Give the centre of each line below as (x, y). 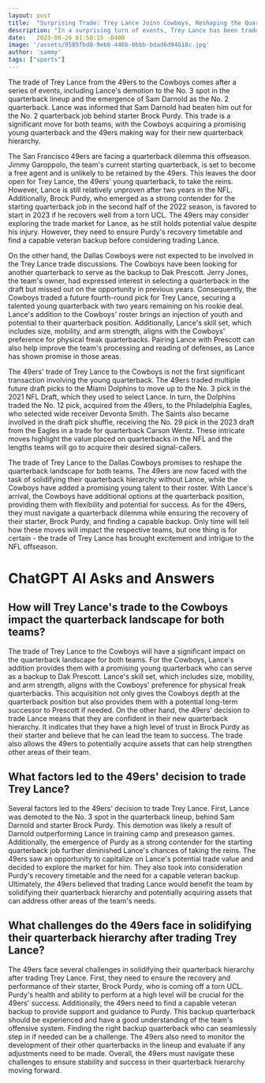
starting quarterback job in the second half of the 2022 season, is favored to (132, 206)
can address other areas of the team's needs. (82, 900)
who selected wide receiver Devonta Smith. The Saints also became (119, 413)
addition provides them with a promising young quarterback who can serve (130, 668)
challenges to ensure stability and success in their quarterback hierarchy (127, 1062)
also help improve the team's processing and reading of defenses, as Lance (131, 348)
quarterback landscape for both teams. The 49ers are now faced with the (127, 470)
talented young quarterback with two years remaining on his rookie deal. (126, 306)
